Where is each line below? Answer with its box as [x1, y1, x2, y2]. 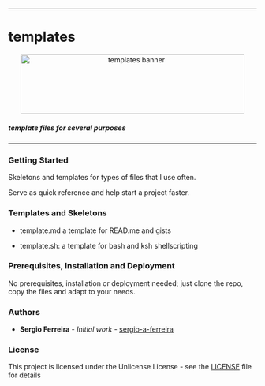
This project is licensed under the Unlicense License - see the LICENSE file [8, 362, 252, 372]
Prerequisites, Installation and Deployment [8, 260, 175, 272]
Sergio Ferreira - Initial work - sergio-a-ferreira [19, 324, 174, 334]
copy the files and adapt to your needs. [8, 287, 136, 296]
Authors [8, 306, 41, 317]
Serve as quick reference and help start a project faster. [8, 188, 190, 197]
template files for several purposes [8, 123, 126, 133]
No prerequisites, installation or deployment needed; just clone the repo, [8, 278, 244, 288]
